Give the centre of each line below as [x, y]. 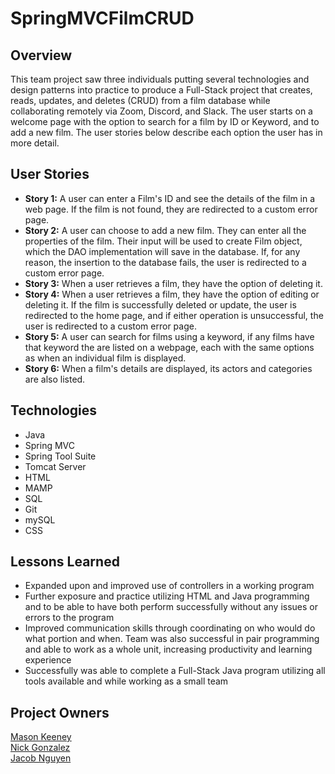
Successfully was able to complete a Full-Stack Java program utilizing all [175, 671]
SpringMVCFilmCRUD [102, 18]
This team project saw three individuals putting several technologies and [160, 79]
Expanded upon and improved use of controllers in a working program [169, 586]
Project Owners [60, 712]
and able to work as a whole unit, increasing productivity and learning [168, 649]
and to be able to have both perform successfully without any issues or [171, 607]
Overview [41, 55]
